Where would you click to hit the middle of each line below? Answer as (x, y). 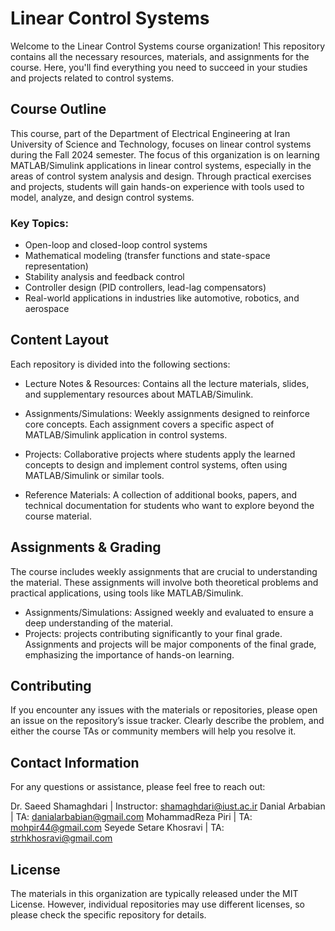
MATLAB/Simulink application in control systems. (126, 434)
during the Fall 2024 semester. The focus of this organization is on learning (165, 154)
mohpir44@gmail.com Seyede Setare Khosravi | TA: (117, 828)
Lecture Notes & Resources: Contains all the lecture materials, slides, (167, 383)
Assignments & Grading (86, 547)
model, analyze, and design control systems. (102, 197)
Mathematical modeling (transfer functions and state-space (147, 256)
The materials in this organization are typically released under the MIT (154, 894)
